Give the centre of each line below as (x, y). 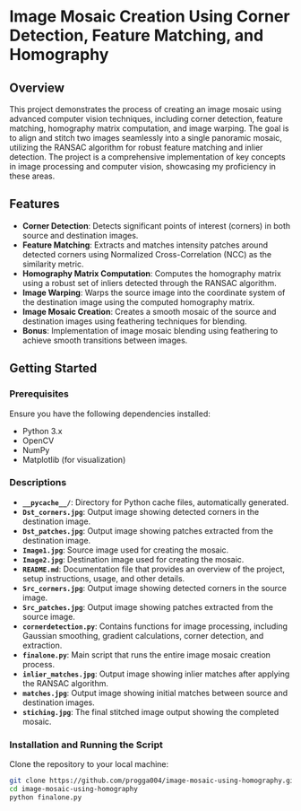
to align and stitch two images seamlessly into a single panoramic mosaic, (146, 138)
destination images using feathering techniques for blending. (135, 321)
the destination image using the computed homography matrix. (138, 301)
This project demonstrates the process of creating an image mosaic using (146, 109)
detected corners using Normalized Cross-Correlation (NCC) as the (146, 254)
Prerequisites (39, 394)
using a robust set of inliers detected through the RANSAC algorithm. (149, 283)
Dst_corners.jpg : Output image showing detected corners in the (141, 511)
